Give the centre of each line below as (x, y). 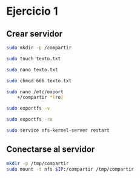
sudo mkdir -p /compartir (39, 48)
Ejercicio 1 (32, 11)
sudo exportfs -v (28, 109)
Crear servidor (35, 34)
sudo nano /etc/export (35, 92)
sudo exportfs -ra (29, 119)
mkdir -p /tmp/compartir (38, 163)
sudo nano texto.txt (32, 69)
